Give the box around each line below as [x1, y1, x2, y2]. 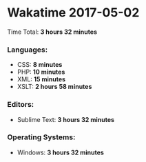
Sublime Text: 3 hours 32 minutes [17, 115, 115, 123]
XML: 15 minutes [17, 75, 66, 83]
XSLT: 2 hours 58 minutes [17, 83, 92, 91]
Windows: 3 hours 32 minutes [17, 148, 105, 156]
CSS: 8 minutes [17, 61, 63, 69]
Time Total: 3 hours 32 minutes [7, 28, 98, 36]
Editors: [7, 100, 34, 110]
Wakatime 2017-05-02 [7, 5, 140, 21]
